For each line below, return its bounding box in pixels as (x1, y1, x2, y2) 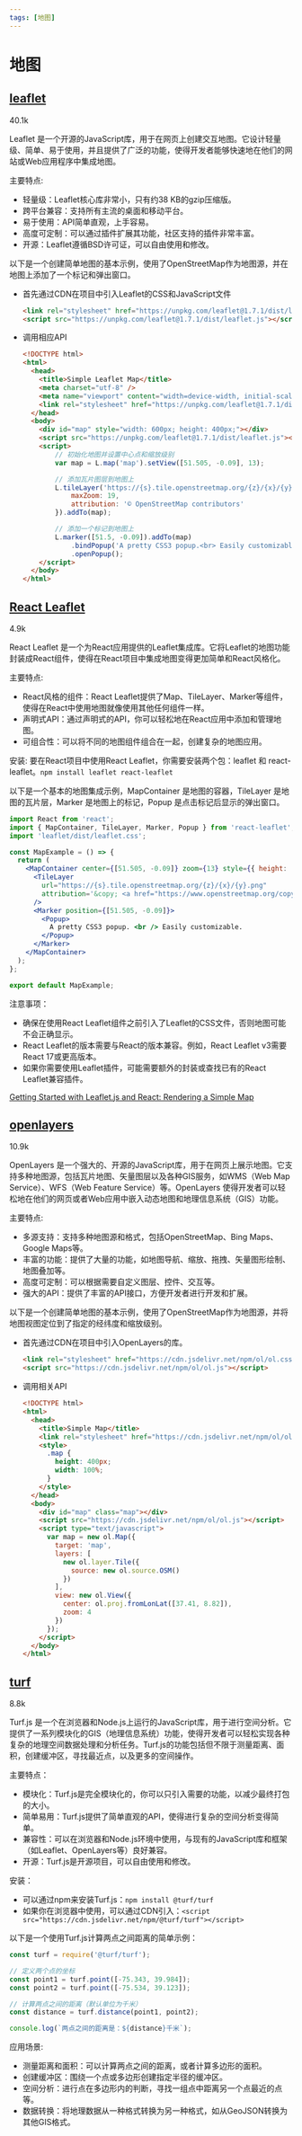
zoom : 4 (62, 1608, 92, 1617)
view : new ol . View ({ (55, 1591, 132, 1600)
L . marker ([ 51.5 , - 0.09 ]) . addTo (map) (55, 532, 192, 542)
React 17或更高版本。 (22, 1050, 102, 1061)
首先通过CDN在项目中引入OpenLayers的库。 (22, 1337, 188, 1348)
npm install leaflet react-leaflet (40, 767, 173, 777)
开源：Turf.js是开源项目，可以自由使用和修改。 (22, 1857, 196, 1867)
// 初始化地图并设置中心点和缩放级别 (55, 450, 174, 459)
